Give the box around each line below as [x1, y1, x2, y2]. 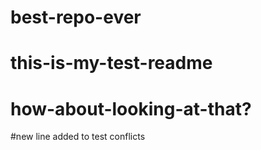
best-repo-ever [10, 6, 142, 29]
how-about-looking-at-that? [10, 97, 252, 120]
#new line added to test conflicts [10, 131, 146, 143]
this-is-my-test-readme [10, 52, 213, 75]
